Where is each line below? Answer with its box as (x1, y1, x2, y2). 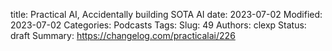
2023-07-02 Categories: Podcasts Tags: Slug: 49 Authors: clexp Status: (10, 19, 307, 31)
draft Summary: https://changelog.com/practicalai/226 (10, 30, 236, 41)
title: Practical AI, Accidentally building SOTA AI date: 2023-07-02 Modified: (10, 9, 323, 20)
